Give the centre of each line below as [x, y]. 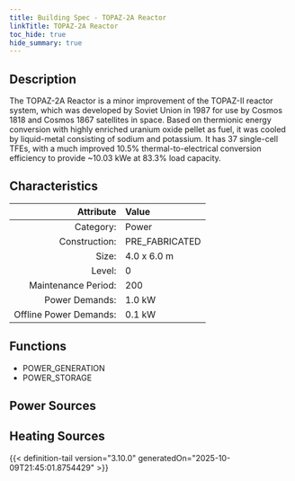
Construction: [88, 241]
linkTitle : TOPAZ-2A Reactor [64, 26]
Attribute [97, 211]
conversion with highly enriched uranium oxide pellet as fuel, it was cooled [147, 129]
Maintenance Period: [73, 285]
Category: [96, 227]
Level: [104, 271]
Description [43, 79]
